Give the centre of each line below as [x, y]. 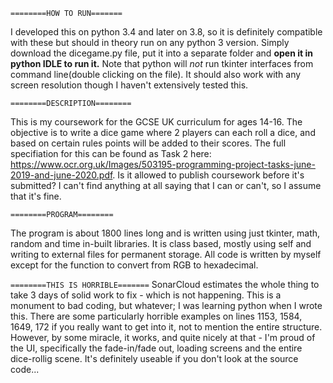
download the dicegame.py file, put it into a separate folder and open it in [161, 53]
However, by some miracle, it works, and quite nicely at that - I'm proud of [163, 337]
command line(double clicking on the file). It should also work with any [156, 74]
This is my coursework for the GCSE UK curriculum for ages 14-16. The [156, 122]
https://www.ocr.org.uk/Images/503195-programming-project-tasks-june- [163, 164]
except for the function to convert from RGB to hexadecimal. [134, 265]
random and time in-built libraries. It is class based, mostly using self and [161, 243]
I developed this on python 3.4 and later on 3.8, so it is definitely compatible [166, 32]
